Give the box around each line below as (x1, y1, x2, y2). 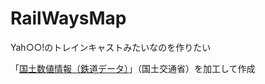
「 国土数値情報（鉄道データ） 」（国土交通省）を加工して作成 (10, 62, 256, 74)
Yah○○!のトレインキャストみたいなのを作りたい (10, 41, 212, 53)
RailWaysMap (10, 7, 127, 30)
